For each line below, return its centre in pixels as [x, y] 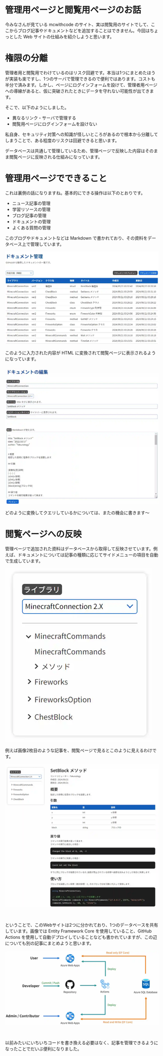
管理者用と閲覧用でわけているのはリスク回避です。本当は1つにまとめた [76, 72]
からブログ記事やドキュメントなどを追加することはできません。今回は [79, 30]
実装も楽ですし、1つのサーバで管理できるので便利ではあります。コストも [82, 79]
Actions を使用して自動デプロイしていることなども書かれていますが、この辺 [81, 937]
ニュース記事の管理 [31, 203]
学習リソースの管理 [31, 209]
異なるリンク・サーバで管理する [44, 118]
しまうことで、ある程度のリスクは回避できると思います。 [62, 140]
